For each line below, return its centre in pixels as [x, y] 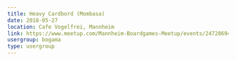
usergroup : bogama [34, 40]
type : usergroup [31, 46]
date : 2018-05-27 [33, 20]
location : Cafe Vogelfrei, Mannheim [61, 27]
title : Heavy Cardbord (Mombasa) [56, 14]
